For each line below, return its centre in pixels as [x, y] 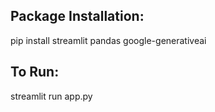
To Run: [35, 72]
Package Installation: [77, 16]
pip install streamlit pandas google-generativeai [108, 40]
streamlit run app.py [51, 96]
